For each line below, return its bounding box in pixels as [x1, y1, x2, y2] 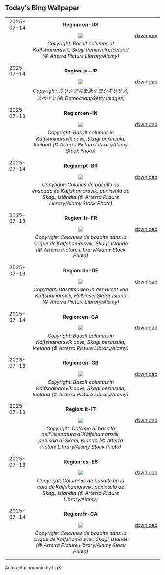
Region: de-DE [63, 267, 99, 274]
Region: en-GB [63, 359, 99, 366]
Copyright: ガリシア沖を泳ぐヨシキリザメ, [32, 87, 129, 94]
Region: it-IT [65, 405, 96, 412]
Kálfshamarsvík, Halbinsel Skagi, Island [35, 292, 127, 299]
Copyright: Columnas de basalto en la [37, 477, 125, 484]
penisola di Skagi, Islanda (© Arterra [38, 437, 124, 444]
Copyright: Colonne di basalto [46, 425, 115, 431]
